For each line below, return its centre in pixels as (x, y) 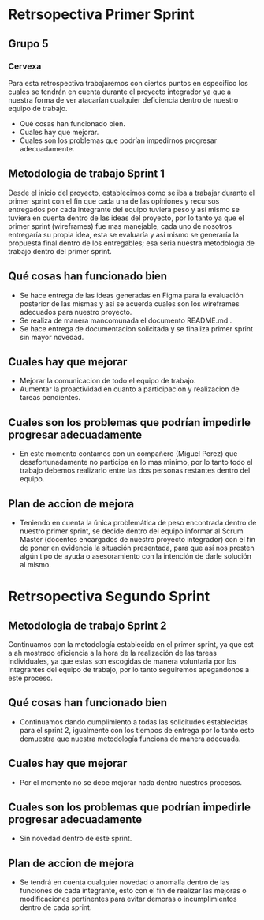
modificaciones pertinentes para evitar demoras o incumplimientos (128, 899)
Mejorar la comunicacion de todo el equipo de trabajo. (108, 381)
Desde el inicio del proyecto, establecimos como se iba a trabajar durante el (131, 193)
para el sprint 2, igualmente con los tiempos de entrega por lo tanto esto (137, 730)
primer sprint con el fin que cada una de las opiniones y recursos (114, 201)
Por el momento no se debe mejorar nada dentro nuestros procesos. (131, 782)
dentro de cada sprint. (56, 907)
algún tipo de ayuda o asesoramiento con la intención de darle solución (136, 556)
